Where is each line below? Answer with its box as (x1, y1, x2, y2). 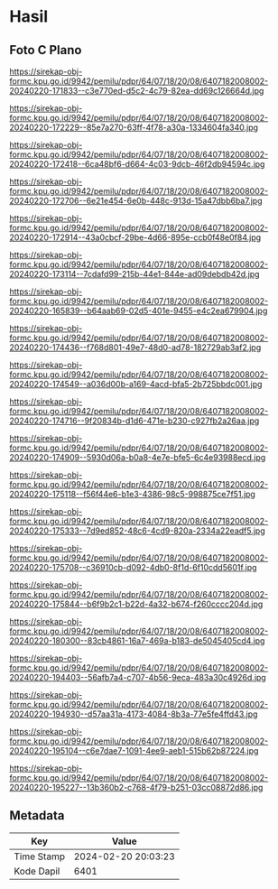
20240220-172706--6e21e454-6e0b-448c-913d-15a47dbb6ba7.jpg (9, 196, 263, 206)
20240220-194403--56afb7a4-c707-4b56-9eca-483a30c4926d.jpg (9, 672, 266, 682)
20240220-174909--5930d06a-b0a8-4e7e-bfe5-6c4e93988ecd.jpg (9, 452, 266, 462)
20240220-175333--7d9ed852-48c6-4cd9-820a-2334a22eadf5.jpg (9, 525, 266, 536)
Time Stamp (14, 850, 66, 863)
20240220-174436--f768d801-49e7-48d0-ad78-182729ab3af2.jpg (9, 342, 262, 353)
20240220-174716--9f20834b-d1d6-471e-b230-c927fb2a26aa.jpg (9, 415, 260, 426)
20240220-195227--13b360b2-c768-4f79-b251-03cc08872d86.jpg (9, 783, 264, 792)
